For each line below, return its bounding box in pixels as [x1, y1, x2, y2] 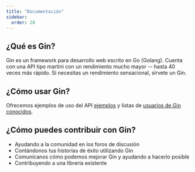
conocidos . [6, 108, 33, 115]
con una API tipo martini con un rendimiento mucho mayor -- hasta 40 [6, 63, 176, 70]
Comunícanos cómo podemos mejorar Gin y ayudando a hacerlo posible [14, 153, 190, 160]
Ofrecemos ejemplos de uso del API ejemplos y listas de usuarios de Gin [6, 102, 182, 109]
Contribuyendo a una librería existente [14, 159, 107, 166]
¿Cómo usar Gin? [6, 86, 70, 96]
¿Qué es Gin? [6, 41, 56, 51]
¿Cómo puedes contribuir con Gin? [6, 125, 136, 135]
